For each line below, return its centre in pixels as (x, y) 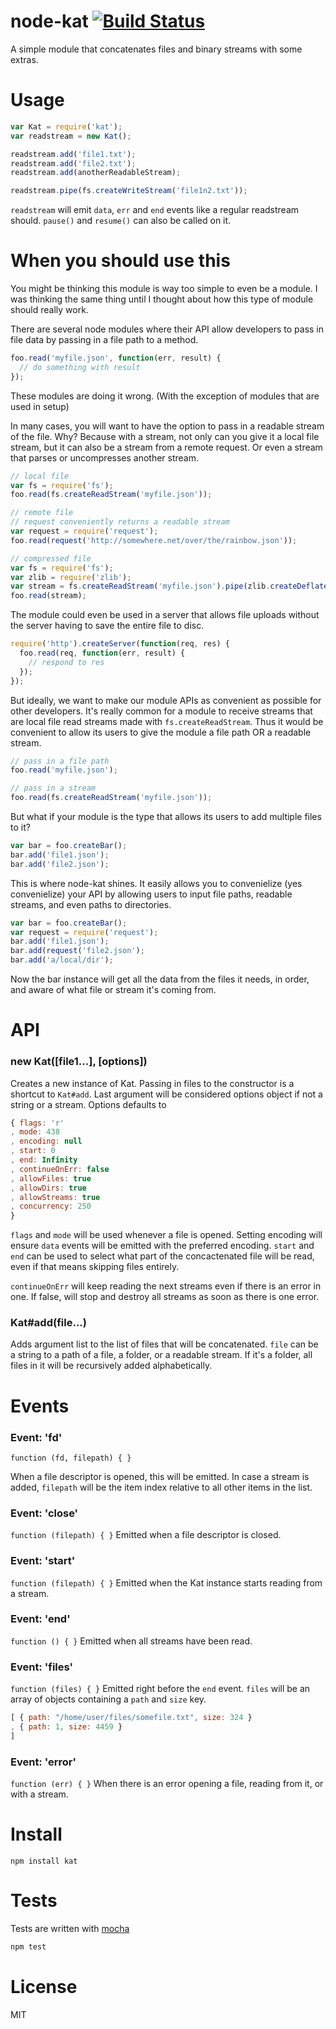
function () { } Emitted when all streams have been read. (131, 1641)
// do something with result (80, 367)
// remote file (42, 513)
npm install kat (44, 1861)
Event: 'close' (44, 1513)
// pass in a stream (53, 788)
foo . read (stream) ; (48, 596)
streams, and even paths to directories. (91, 904)
